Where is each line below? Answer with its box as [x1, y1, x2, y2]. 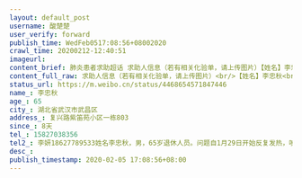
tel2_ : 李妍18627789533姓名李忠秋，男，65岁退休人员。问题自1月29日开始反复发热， [9, 138, 289, 147]
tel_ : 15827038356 [9, 130, 78, 139]
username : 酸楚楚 [9, 22, 70, 31]
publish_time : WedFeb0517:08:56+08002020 [9, 38, 167, 48]
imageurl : [9, 55, 47, 64]
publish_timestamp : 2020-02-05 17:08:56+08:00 [9, 155, 187, 165]
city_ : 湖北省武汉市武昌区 [9, 105, 99, 114]
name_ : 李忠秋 [9, 88, 58, 97]
